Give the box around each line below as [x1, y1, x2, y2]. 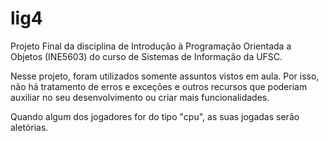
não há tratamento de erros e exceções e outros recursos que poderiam [10, 80, 308, 92]
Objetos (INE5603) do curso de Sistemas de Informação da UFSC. [10, 50, 283, 62]
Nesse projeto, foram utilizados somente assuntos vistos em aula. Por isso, [10, 70, 320, 82]
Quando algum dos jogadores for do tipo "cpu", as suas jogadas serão [10, 110, 300, 122]
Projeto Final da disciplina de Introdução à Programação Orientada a [10, 40, 292, 52]
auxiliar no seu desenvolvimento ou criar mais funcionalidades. [10, 91, 270, 103]
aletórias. [10, 121, 49, 133]
